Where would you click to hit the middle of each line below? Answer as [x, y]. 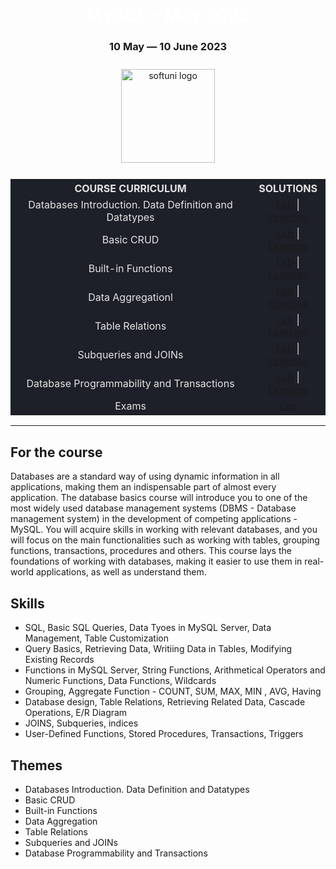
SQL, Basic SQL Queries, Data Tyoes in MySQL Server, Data [148, 628]
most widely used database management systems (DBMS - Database [153, 508]
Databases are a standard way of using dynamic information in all [145, 476]
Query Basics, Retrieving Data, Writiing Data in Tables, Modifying [158, 649]
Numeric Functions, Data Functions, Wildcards [120, 681]
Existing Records [59, 660]
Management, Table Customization [96, 638]
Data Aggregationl [130, 297]
